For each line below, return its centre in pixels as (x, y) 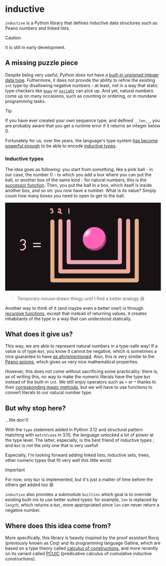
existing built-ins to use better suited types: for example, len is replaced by (82, 500)
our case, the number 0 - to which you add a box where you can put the (78, 175)
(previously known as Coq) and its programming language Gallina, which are (83, 543)
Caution (13, 38)
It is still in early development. (35, 47)
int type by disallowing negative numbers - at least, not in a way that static (82, 85)
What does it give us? (39, 334)
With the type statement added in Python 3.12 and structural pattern (74, 430)
